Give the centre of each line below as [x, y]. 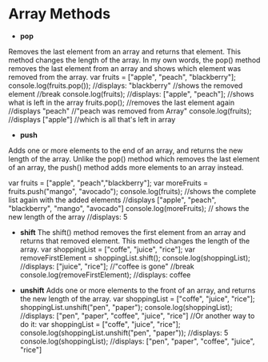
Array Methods [59, 14]
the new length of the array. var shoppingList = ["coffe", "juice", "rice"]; [137, 298]
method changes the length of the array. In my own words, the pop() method [134, 60]
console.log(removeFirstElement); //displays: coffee [105, 274]
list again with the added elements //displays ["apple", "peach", [112, 200]
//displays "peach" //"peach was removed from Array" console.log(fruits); [130, 111]
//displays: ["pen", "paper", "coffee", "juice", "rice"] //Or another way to [137, 316]
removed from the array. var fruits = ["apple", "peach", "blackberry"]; [122, 77]
